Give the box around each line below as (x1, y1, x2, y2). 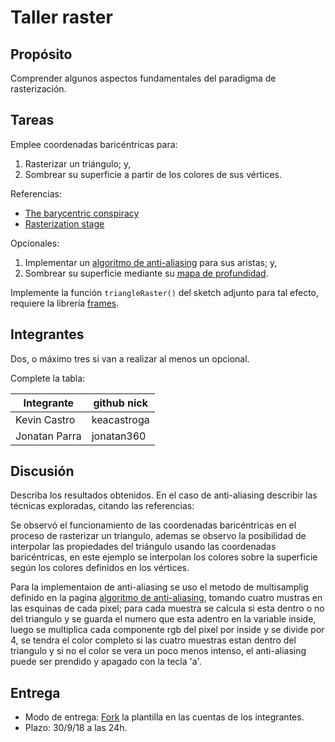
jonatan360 (91, 429, 147, 443)
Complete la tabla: (10, 372, 86, 384)
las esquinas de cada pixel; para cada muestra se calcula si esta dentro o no (10, 602, 325, 615)
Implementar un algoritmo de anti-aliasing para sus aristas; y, (24, 256, 278, 268)
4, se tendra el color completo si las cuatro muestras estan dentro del (10, 634, 297, 646)
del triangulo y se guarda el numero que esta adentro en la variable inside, (10, 613, 317, 625)
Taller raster (10, 6, 113, 29)
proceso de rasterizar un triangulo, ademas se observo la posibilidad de (10, 530, 307, 542)
